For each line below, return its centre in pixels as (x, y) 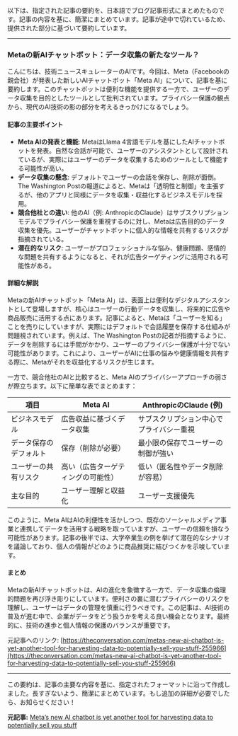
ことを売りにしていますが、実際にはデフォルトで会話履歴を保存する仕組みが (119, 326)
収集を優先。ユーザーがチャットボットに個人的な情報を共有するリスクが (123, 230)
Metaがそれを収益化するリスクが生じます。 (95, 362)
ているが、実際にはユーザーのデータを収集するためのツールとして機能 (120, 159)
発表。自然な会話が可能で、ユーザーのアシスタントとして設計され (132, 150)
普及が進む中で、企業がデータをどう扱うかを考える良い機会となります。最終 (119, 616)
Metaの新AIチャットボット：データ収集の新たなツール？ (103, 54)
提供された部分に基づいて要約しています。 (69, 28)
